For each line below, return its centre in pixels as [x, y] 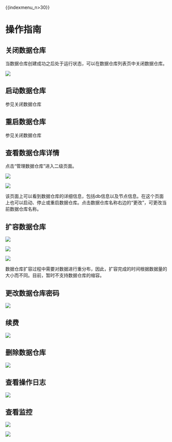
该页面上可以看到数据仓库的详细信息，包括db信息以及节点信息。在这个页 [82, 196]
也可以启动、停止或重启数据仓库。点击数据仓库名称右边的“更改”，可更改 [86, 203]
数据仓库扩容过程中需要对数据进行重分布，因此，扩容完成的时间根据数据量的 [86, 269]
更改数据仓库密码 [32, 293]
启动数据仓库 [26, 91]
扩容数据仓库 [26, 227]
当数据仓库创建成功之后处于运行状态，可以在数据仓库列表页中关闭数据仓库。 [86, 63]
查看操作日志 [26, 382]
